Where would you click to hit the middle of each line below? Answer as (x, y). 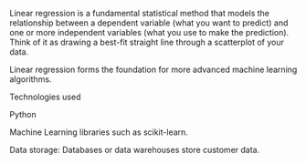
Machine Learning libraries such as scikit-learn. (99, 132)
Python (23, 114)
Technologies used (45, 97)
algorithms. (31, 79)
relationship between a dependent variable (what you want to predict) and (149, 23)
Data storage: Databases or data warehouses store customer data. (135, 150)
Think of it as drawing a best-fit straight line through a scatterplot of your (147, 42)
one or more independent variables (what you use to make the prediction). (149, 32)
